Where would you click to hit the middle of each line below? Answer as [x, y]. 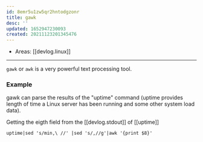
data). [14, 111]
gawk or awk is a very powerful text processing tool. [69, 69]
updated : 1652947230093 [36, 29]
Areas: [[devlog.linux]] [43, 51]
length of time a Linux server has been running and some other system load [101, 104]
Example [19, 85]
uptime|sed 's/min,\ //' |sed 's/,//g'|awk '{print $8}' [79, 134]
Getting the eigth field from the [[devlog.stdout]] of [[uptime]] [82, 122]
